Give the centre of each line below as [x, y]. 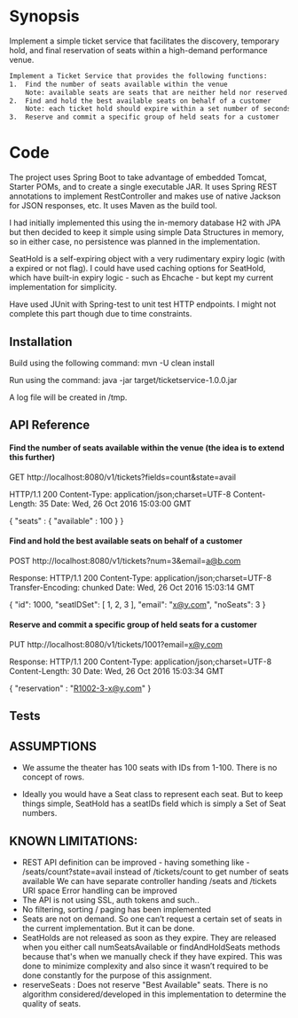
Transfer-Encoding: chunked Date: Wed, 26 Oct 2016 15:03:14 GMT [132, 587]
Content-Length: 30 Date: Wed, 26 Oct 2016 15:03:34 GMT [117, 670]
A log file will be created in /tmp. [68, 397]
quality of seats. [51, 1003]
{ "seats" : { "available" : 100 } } [67, 521]
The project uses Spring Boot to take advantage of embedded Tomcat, [138, 177]
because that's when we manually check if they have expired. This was [152, 956]
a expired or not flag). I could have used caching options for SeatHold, [137, 269]
